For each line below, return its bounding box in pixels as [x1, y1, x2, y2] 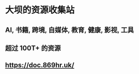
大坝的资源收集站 [5, 4, 75, 16]
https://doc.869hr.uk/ [5, 61, 75, 70]
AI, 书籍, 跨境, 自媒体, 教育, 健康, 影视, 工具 [5, 26, 134, 34]
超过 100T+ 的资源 [5, 44, 61, 52]
